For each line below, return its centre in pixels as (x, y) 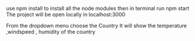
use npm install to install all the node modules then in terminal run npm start (98, 8)
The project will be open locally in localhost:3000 (66, 14)
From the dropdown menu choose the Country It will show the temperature (96, 26)
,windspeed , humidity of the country (51, 32)
